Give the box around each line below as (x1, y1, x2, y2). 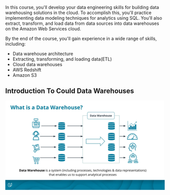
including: (5, 41, 26, 47)
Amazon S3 (12, 72, 37, 78)
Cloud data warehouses (12, 62, 62, 67)
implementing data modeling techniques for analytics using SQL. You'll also (5, 15, 162, 21)
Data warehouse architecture (12, 51, 73, 57)
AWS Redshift (12, 67, 41, 73)
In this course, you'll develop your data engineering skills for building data (5, 5, 159, 10)
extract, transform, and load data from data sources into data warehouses (5, 20, 159, 26)
